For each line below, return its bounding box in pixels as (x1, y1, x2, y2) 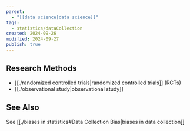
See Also (6, 103, 39, 113)
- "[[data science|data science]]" (11, 14, 99, 20)
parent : (6, 8, 25, 15)
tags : (6, 19, 19, 25)
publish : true (6, 42, 41, 48)
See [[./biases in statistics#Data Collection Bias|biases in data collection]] (6, 118, 185, 125)
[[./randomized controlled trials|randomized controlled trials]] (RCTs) (14, 79, 181, 86)
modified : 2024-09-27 (6, 36, 59, 42)
